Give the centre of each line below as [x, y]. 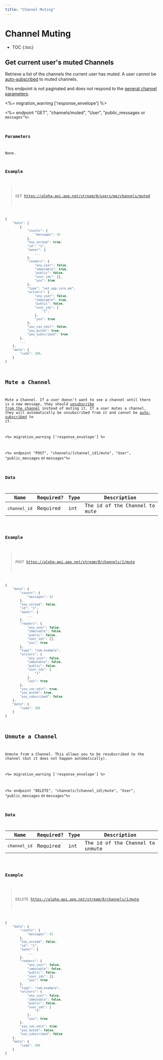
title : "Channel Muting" [30, 9]
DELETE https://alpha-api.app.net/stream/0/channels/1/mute [77, 899]
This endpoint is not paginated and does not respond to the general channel [81, 89]
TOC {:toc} [23, 47]
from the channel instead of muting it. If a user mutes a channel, [76, 408]
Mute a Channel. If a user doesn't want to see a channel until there [78, 400]
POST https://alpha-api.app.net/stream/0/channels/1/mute [75, 562]
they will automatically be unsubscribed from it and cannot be [71, 412]
